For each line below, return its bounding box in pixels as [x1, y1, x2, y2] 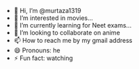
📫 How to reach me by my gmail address [13, 37, 133, 44]
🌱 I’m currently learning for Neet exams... [13, 21, 132, 29]
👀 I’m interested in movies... [13, 14, 94, 22]
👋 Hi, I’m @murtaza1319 [13, 7, 81, 14]
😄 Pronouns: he [13, 46, 60, 55]
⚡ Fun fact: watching [13, 54, 73, 62]
